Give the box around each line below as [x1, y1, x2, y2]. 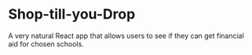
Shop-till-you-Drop [8, 5, 136, 23]
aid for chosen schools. [8, 39, 84, 48]
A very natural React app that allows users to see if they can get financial [8, 31, 245, 40]
